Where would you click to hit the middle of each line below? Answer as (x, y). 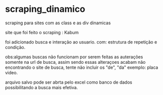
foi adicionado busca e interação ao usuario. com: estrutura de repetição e (81, 42)
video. (12, 72)
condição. (15, 47)
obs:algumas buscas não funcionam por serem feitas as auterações (74, 57)
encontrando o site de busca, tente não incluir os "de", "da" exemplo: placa (82, 67)
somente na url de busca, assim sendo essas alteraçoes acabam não (75, 62)
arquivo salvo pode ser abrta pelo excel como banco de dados (69, 82)
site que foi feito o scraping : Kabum (42, 32)
